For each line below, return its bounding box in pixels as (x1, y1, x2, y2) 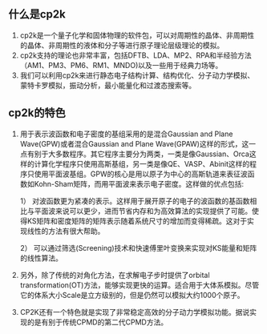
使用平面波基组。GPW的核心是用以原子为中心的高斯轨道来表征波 (34, 169, 248, 179)
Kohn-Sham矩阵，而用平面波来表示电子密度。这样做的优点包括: (34, 179, 245, 188)
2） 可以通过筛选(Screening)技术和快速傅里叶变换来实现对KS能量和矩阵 (19, 243, 257, 252)
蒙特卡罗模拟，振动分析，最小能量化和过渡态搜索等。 (19, 80, 196, 90)
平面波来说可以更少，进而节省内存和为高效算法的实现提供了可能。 (34, 206, 253, 215)
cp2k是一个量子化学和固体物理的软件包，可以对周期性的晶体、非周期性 (19, 30, 255, 40)
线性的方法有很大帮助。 (26, 226, 105, 235)
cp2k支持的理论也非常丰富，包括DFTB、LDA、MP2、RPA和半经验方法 (19, 50, 253, 60)
